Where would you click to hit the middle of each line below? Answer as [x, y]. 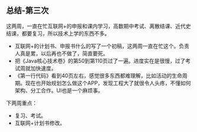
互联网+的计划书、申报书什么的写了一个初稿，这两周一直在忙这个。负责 [102, 46]
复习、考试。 [30, 115]
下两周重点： [22, 103]
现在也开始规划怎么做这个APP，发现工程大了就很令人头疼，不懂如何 [108, 83]
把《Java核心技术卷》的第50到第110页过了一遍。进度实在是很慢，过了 [100, 60]
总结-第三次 [28, 11]
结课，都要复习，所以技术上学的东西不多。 [58, 33]
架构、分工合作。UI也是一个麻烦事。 [59, 90]
